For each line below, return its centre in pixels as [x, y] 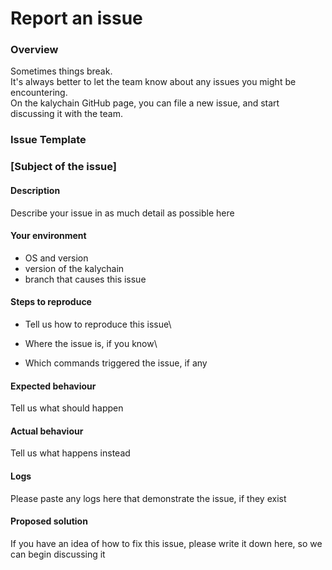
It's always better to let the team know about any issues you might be [153, 82]
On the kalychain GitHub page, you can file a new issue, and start [145, 103]
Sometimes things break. [61, 71]
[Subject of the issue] [63, 167]
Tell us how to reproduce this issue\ [98, 324]
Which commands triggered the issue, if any [116, 363]
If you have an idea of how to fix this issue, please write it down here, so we [166, 543]
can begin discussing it [58, 554]
